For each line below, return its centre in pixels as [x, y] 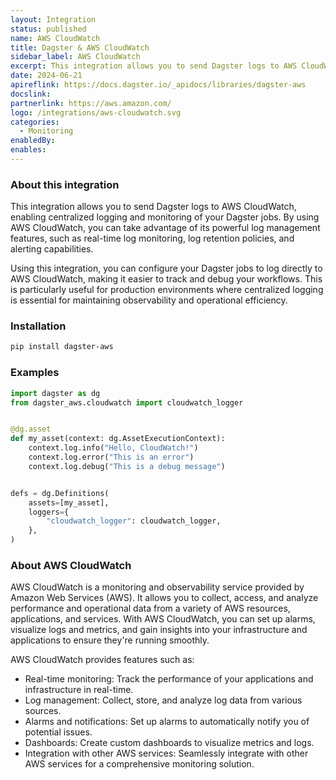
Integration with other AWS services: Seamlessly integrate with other [166, 753]
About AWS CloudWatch [71, 565]
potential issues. [58, 732]
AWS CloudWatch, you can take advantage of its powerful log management [165, 228]
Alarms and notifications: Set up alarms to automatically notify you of [167, 722]
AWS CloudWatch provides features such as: [102, 660]
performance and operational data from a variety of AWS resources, [150, 608]
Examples [35, 373]
